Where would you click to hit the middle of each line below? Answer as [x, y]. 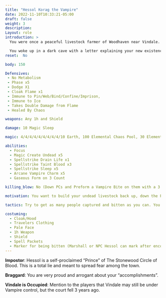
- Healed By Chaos [26, 110]
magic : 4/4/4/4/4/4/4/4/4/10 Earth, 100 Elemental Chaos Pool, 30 [75, 137]
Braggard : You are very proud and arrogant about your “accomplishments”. [82, 275]
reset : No [16, 55]
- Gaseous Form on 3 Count [37, 178]
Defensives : [17, 73]
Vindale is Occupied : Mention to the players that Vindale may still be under [82, 285]
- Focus [18, 150]
